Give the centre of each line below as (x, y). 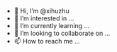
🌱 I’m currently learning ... (52, 26)
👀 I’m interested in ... (44, 18)
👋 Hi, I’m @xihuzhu (41, 11)
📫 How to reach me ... (47, 41)
